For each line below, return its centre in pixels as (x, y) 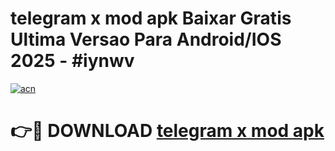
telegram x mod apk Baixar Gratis (151, 18)
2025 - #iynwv (72, 61)
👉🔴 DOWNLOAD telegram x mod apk (167, 131)
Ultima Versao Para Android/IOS (146, 39)
